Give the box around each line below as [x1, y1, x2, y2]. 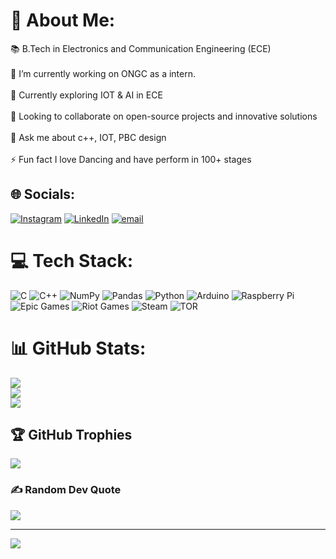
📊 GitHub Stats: [10, 337, 147, 359]
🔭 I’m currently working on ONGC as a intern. [10, 67, 196, 79]
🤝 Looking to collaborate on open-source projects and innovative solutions [10, 110, 318, 122]
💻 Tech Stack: [10, 249, 134, 272]
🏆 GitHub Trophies [10, 427, 133, 444]
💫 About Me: [10, 9, 116, 32]
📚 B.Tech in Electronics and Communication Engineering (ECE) [10, 42, 272, 54]
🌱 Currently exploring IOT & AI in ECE [10, 89, 163, 101]
